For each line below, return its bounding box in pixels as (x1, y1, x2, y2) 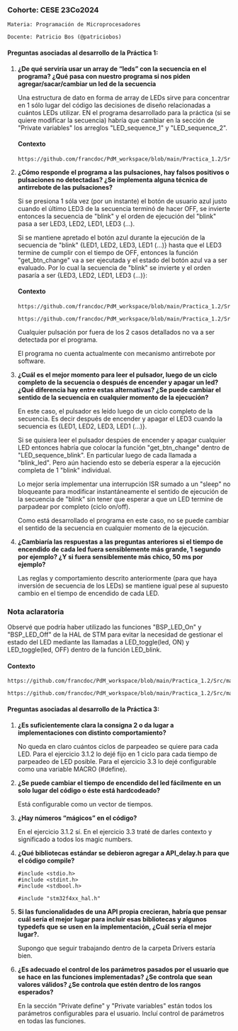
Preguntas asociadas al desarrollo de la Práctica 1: (7, 48, 159, 57)
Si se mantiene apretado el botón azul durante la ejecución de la (17, 233, 205, 242)
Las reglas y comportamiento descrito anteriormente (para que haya (17, 573, 217, 582)
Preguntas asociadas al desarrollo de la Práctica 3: (7, 705, 160, 713)
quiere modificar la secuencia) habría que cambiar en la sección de (17, 116, 215, 124)
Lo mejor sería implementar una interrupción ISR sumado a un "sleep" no (17, 480, 231, 488)
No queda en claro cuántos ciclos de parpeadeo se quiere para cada (17, 742, 218, 750)
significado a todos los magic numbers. (17, 835, 133, 843)
